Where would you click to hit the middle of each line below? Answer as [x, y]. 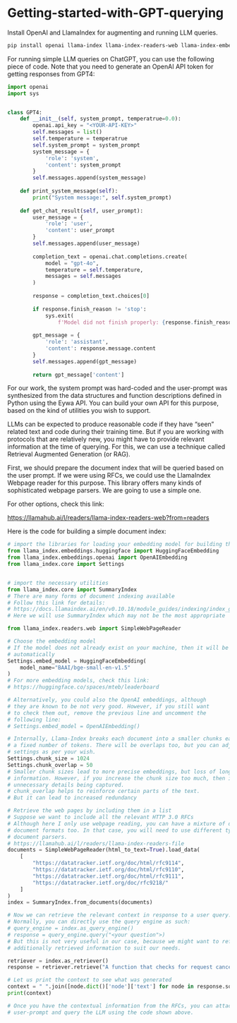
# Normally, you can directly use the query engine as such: [99, 922]
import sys [23, 93]
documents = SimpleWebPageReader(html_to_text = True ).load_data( [104, 850]
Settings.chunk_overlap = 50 [50, 765]
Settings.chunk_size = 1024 [49, 759]
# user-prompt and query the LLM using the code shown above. [101, 1012]
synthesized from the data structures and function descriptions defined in [115, 396]
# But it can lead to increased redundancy [72, 798]
